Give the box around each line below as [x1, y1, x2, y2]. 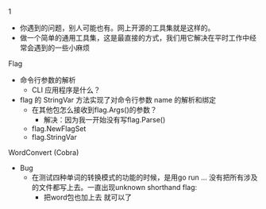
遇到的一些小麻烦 [33, 43, 90, 52]
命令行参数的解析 [19, 75, 76, 84]
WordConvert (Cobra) [8, 148, 79, 157]
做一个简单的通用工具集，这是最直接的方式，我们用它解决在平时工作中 [19, 33, 250, 42]
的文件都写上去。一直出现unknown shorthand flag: [31, 183, 198, 192]
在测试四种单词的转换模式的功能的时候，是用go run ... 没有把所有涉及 [31, 172, 258, 182]
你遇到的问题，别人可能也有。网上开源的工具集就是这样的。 [19, 23, 215, 33]
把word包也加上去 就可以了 [43, 192, 133, 202]
